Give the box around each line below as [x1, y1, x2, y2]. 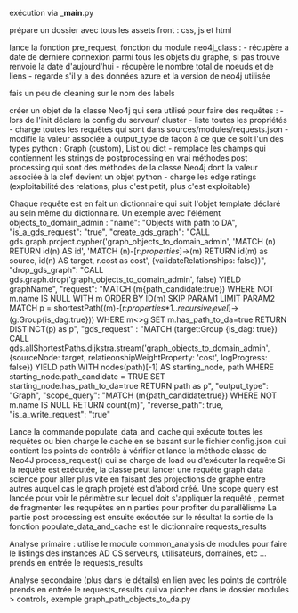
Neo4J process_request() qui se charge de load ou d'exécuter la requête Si [9, 454, 286, 465]
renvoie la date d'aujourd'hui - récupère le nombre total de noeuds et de [9, 62, 274, 71]
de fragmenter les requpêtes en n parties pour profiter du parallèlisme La [9, 501, 278, 512]
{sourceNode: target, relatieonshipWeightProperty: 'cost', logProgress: [9, 352, 268, 362]
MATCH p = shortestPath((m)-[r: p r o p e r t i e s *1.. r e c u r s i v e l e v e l [9, 302, 229, 315]
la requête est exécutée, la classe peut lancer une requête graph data [9, 464, 264, 475]
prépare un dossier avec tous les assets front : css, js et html [9, 25, 232, 35]
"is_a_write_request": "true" [9, 409, 111, 419]
